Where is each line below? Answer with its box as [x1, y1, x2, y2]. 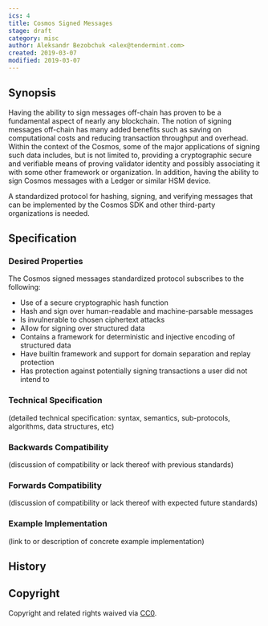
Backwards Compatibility [8, 441, 109, 453]
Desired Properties [8, 256, 83, 266]
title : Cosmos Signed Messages [8, 19, 113, 27]
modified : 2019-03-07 [8, 57, 81, 65]
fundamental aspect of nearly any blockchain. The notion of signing [8, 116, 233, 125]
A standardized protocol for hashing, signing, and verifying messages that [8, 191, 254, 201]
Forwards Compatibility [8, 479, 103, 490]
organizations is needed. [8, 208, 90, 217]
